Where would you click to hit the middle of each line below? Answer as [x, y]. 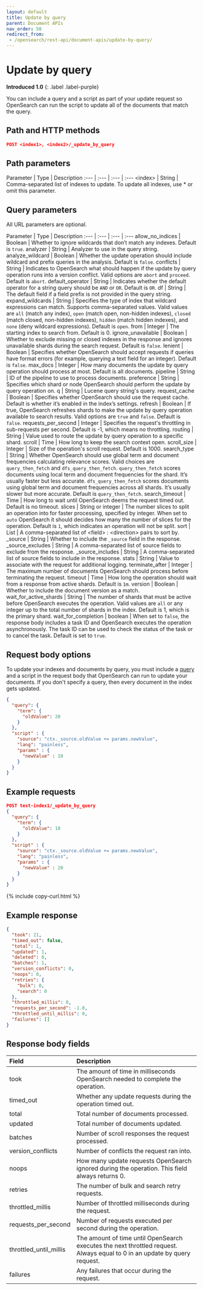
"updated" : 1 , [29, 952]
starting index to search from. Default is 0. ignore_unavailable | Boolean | [97, 333]
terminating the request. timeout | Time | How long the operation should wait [101, 578]
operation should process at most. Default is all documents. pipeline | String [101, 372]
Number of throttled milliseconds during [133, 1203]
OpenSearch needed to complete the [129, 1078]
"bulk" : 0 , [31, 986]
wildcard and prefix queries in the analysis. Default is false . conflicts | [94, 262]
